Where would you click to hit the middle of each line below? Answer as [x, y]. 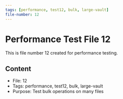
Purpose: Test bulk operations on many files [58, 91]
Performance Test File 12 [58, 39]
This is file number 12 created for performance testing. [61, 53]
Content [18, 69]
